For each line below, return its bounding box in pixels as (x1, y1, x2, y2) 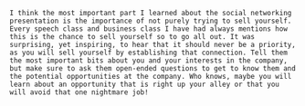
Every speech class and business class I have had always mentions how (9, 24, 288, 34)
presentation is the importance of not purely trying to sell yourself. (9, 16, 292, 25)
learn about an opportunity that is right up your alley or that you (9, 80, 280, 89)
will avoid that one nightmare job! (9, 88, 149, 97)
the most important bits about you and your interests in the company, (9, 56, 288, 65)
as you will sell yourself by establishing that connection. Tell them (9, 48, 288, 57)
